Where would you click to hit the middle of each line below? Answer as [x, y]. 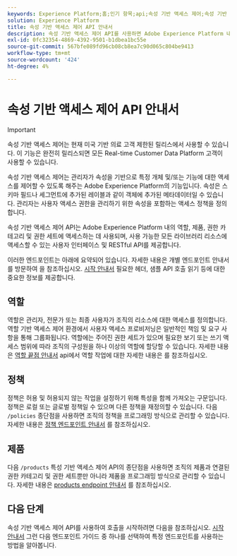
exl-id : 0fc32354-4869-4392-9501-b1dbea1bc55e [77, 40]
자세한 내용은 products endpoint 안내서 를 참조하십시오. [94, 485]
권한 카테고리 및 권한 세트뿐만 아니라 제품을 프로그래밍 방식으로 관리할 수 [107, 476]
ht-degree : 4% [28, 66]
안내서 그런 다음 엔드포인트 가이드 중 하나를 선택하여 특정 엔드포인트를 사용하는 [116, 536]
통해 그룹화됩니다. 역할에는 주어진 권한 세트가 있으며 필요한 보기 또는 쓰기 [121, 338]
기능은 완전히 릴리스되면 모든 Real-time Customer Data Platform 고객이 [123, 153]
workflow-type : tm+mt [39, 54]
